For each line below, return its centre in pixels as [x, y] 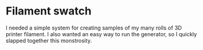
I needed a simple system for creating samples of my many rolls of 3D [94, 28]
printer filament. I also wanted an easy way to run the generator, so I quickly [101, 34]
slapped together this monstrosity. [49, 40]
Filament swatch [49, 11]
